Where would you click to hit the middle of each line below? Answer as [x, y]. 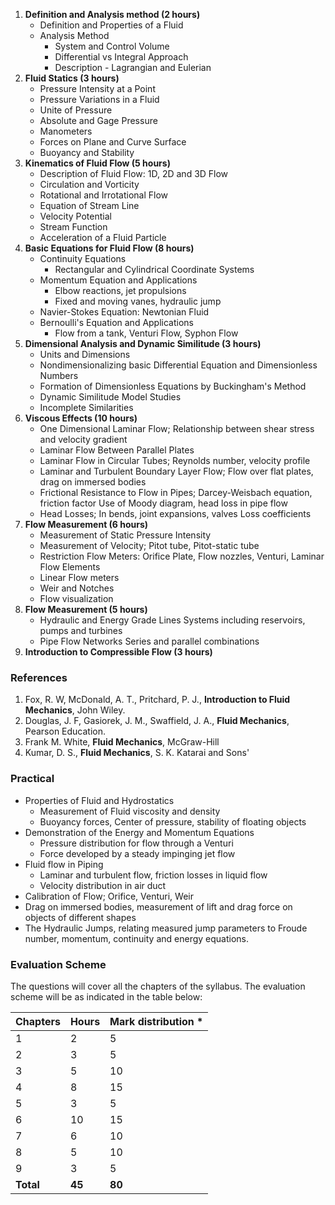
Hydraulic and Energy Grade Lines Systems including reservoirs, [172, 620]
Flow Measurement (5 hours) [86, 609]
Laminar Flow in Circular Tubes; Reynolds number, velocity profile [175, 460]
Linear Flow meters [79, 577]
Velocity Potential [75, 216]
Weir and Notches [77, 588]
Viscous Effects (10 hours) [81, 418]
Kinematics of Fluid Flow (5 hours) [97, 163]
